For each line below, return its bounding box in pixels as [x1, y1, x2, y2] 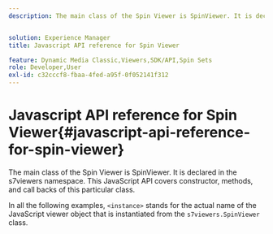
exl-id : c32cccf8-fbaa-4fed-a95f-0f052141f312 [8, 71, 169, 80]
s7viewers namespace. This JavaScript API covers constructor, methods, [8, 175, 253, 185]
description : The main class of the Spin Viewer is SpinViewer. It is [8, 11, 253, 20]
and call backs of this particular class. [8, 184, 136, 194]
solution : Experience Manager [8, 33, 111, 41]
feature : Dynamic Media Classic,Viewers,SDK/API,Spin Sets [8, 56, 213, 64]
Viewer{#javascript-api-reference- [8, 123, 250, 142]
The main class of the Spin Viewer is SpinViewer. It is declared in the [8, 167, 237, 177]
